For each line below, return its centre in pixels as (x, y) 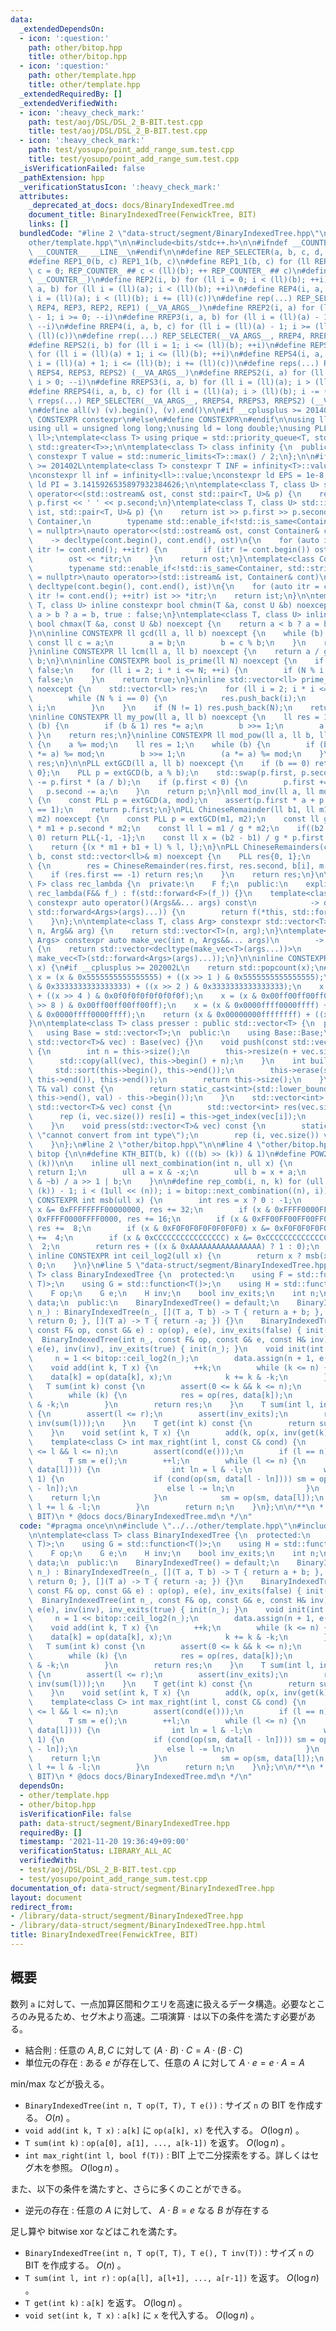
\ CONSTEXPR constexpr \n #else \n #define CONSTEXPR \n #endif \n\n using (171, 419)
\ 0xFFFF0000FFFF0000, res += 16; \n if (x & (138, 1219)
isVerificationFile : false (75, 1814)
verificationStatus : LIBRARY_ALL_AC (95, 1851)
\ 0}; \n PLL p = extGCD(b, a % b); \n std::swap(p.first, (163, 772)
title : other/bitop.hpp (78, 57)
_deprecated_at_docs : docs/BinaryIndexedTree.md (131, 206)
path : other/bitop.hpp (75, 47)
